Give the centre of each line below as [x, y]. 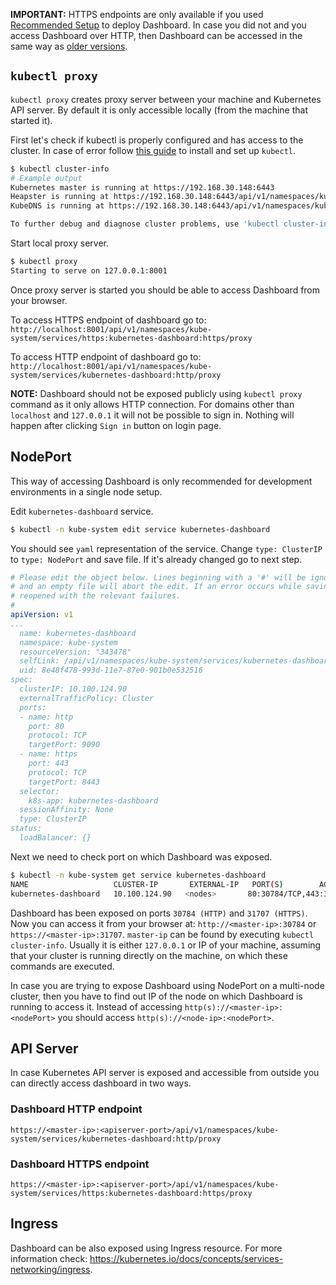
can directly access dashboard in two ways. [101, 1083]
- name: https [48, 754]
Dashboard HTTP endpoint [76, 1109]
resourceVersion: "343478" [75, 652]
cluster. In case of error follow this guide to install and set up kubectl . [153, 150]
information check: [49, 1258]
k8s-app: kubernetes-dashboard [93, 800]
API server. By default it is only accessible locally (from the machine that [159, 110]
